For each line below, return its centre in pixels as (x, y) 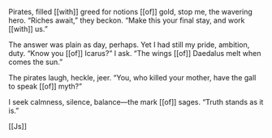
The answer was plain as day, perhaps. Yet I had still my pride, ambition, (129, 45)
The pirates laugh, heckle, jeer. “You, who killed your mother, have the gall (132, 78)
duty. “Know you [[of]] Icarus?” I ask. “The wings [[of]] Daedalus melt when (135, 53)
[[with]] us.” (28, 29)
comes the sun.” (36, 62)
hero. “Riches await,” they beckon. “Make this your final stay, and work (127, 20)
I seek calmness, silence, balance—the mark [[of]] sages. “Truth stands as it (136, 102)
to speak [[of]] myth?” (45, 86)
